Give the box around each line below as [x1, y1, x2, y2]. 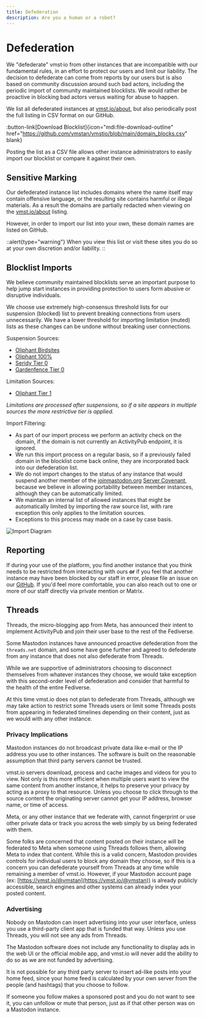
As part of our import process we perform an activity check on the [15, 431, 182, 439]
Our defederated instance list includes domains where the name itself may [6, 188, 193, 196]
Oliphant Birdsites [15, 346, 60, 354]
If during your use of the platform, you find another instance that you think [6, 561, 192, 568]
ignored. [15, 445, 37, 452]
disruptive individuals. [6, 292, 62, 299]
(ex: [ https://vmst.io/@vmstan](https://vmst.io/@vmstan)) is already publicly [6, 876, 198, 884]
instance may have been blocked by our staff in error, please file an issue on [6, 574, 198, 581]
